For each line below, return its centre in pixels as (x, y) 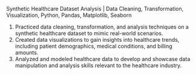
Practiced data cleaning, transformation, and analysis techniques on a (102, 27)
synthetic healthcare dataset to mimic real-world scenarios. (89, 33)
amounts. (27, 53)
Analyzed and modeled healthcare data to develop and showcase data (103, 59)
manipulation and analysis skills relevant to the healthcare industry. (98, 65)
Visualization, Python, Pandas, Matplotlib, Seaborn (69, 15)
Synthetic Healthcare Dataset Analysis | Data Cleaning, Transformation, (95, 9)
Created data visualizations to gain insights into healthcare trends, (97, 40)
